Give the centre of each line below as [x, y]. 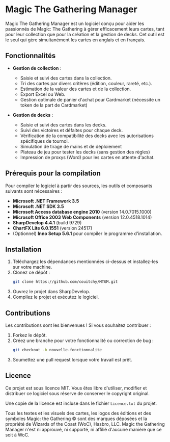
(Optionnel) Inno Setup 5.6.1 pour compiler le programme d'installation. [87, 233]
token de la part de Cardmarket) [54, 105]
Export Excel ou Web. [43, 94]
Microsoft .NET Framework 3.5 [46, 201]
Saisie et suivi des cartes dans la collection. [66, 78]
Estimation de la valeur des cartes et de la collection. [76, 89]
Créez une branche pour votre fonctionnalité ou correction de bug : [83, 341]
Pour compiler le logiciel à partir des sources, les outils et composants [79, 186]
